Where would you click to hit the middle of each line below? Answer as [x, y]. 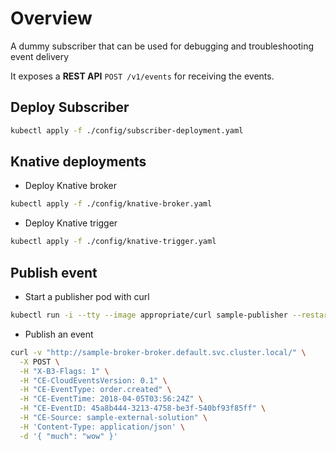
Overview [51, 18]
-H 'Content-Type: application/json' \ [102, 427]
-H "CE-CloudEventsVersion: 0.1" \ [93, 380]
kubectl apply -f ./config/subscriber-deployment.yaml [127, 130]
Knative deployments [78, 162]
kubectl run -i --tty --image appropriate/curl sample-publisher [149, 315]
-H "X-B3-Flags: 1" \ [64, 371]
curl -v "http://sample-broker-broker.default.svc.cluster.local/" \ [158, 352]
